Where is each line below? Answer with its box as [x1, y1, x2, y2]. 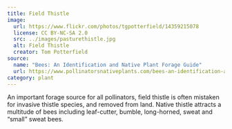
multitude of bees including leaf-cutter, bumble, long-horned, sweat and [7, 108, 213, 116]
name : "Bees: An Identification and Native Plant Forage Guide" [13, 61, 202, 68]
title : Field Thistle [7, 10, 70, 17]
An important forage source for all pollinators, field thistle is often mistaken [7, 93, 220, 101]
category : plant [7, 74, 54, 81]
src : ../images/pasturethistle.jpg [13, 36, 116, 43]
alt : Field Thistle [13, 42, 70, 49]
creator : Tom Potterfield [13, 49, 88, 56]
